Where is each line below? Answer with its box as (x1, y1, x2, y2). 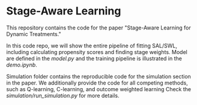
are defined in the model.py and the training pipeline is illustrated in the (6, 55, 182, 62)
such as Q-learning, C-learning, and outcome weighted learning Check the (6, 85, 191, 92)
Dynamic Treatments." (6, 30, 61, 37)
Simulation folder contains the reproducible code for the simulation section (6, 73, 191, 80)
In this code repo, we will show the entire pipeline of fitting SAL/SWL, (6, 42, 177, 49)
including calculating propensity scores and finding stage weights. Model (6, 48, 187, 55)
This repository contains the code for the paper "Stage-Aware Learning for (6, 24, 191, 31)
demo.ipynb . (6, 61, 37, 68)
